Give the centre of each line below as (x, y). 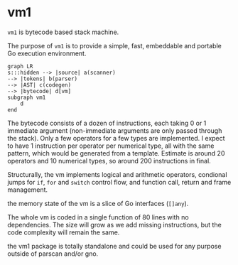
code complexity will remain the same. (64, 232)
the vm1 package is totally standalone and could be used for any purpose (114, 246)
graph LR (20, 66)
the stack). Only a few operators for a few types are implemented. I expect (116, 138)
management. (28, 190)
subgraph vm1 (27, 97)
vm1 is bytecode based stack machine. (63, 32)
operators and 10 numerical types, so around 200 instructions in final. (109, 161)
